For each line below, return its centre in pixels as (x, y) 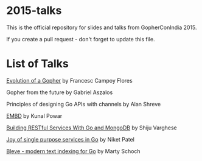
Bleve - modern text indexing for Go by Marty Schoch (74, 151)
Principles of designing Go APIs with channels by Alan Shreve (84, 104)
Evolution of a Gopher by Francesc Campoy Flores (69, 80)
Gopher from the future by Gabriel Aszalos (60, 92)
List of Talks (37, 64)
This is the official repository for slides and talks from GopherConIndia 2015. (102, 27)
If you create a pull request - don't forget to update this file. (81, 39)
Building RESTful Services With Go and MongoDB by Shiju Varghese (92, 128)
